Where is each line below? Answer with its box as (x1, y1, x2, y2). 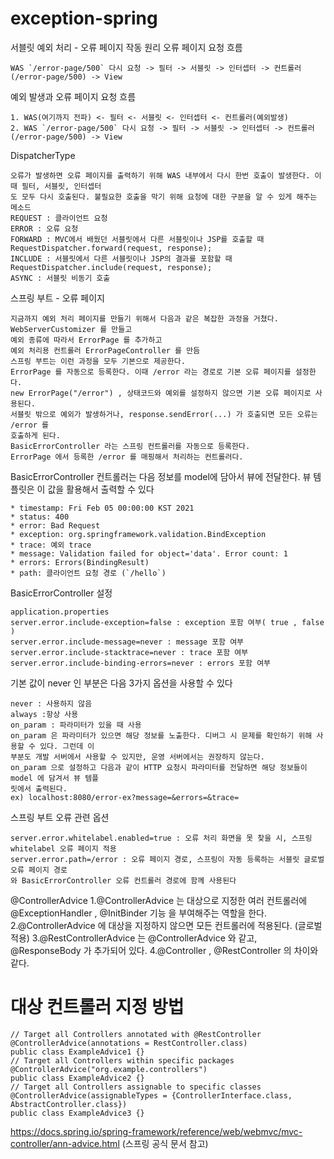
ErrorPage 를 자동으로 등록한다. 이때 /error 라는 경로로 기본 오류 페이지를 (10, 367, 292, 377)
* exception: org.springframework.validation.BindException (10, 529, 267, 539)
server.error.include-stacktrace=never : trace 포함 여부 (10, 647, 249, 657)
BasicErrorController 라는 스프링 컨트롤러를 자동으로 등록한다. (10, 441, 251, 451)
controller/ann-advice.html (10, 1137, 120, 1149)
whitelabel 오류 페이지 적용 (10, 843, 117, 854)
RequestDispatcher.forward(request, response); (10, 243, 213, 253)
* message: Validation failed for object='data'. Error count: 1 (10, 548, 288, 559)
